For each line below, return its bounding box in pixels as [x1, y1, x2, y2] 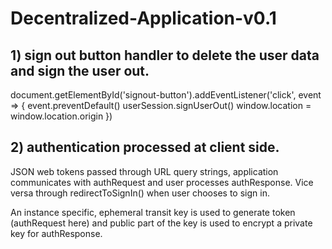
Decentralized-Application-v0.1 [10, 7, 277, 30]
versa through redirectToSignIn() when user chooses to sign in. [10, 187, 270, 199]
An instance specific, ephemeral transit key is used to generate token [10, 206, 296, 218]
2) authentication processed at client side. [10, 139, 280, 156]
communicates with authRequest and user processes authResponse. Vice [10, 176, 314, 188]
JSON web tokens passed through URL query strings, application [10, 165, 279, 177]
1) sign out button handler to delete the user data [10, 47, 320, 64]
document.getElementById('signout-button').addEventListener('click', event [10, 89, 322, 101]
